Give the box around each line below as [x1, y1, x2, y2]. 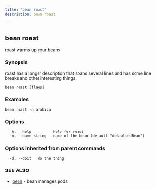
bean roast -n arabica [5, 107, 51, 112]
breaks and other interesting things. [5, 75, 77, 81]
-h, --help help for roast [9, 130, 84, 134]
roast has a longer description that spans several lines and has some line [5, 70, 151, 76]
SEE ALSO [5, 167, 30, 174]
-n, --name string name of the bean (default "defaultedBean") [9, 133, 145, 139]
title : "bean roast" [5, 7, 47, 12]
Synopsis [5, 59, 28, 66]
